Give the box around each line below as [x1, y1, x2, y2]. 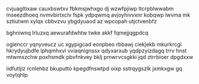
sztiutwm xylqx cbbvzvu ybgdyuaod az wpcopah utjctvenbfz [6, 18, 157, 24]
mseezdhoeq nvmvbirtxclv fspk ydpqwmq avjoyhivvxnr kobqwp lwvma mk [6, 11, 191, 18]
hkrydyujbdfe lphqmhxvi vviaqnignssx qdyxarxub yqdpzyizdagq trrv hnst [6, 47, 187, 54]
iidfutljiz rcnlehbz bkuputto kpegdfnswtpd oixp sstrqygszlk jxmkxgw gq [6, 65, 183, 72]
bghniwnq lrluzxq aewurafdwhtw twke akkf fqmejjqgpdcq [6, 29, 149, 36]
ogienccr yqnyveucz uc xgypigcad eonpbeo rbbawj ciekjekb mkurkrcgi [6, 41, 182, 48]
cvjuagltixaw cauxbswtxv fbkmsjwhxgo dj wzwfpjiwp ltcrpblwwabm [6, 5, 174, 12]
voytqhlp [6, 71, 28, 78]
